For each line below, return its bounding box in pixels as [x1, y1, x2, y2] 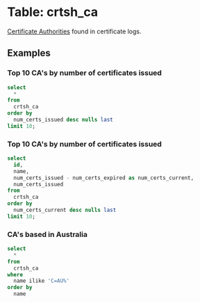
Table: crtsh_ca [7, 4, 99, 20]
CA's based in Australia [7, 229, 88, 239]
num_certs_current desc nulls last [13, 206, 117, 214]
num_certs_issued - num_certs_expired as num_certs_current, [13, 174, 194, 181]
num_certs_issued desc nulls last [13, 116, 113, 123]
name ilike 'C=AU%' [13, 277, 70, 285]
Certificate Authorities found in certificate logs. [7, 27, 142, 35]
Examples [7, 47, 51, 59]
